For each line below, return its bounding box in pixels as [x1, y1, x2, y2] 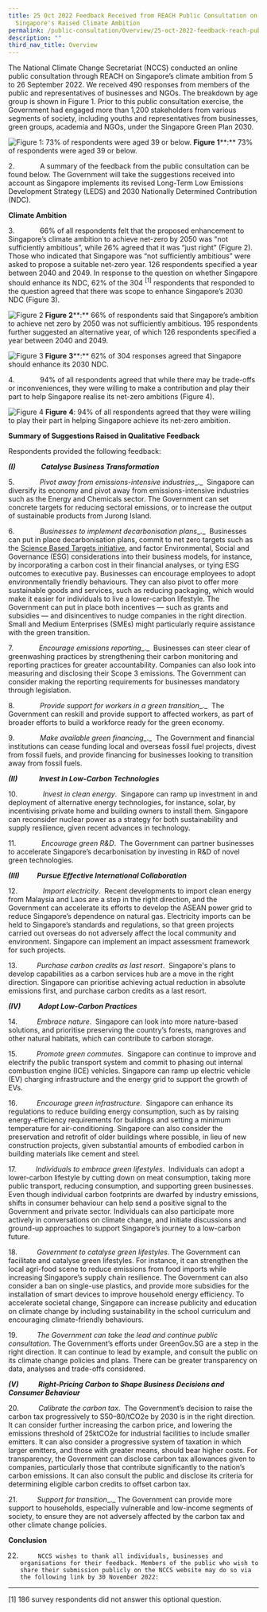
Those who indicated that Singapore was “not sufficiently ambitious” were [8, 251, 251, 261]
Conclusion [8, 1535, 48, 1544]
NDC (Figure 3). [8, 295, 60, 304]
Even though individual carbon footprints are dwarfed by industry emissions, [8, 1189, 259, 1199]
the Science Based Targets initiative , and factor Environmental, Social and [8, 543, 250, 552]
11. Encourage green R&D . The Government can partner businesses [8, 838, 254, 847]
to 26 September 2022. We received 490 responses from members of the [8, 80, 250, 90]
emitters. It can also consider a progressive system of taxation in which [8, 1436, 242, 1447]
